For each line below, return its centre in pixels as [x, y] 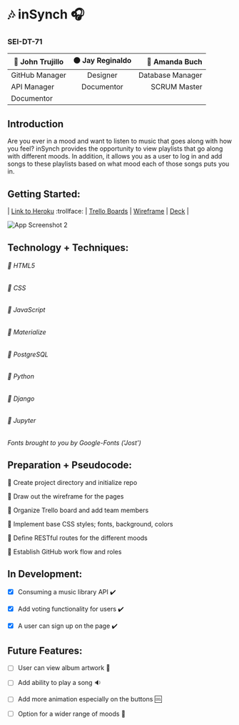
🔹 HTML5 [21, 266]
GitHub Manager [39, 75]
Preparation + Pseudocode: [70, 465]
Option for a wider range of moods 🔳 [72, 714]
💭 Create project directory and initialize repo [72, 482]
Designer [102, 75]
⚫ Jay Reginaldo [102, 61]
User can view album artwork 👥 [64, 668]
